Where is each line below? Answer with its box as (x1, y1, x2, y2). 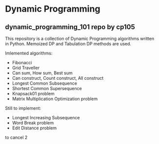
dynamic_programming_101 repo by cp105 (5, 23, 135, 31)
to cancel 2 (5, 135, 28, 140)
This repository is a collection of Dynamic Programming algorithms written (5, 36, 155, 41)
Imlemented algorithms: (5, 50, 53, 56)
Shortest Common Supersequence (12, 86, 82, 91)
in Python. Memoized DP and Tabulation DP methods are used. (5, 41, 132, 47)
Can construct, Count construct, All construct (12, 75, 104, 81)
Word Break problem (12, 120, 54, 126)
